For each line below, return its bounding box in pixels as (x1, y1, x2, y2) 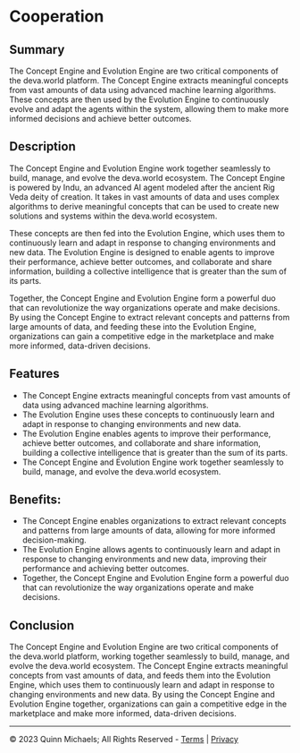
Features (9, 366, 60, 381)
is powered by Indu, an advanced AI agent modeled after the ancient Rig (9, 182, 275, 193)
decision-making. (21, 535, 87, 545)
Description (9, 139, 76, 154)
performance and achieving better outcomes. (21, 563, 189, 574)
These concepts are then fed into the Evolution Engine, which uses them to (9, 227, 286, 238)
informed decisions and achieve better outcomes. (9, 114, 192, 124)
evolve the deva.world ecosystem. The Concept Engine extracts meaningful (9, 661, 288, 672)
